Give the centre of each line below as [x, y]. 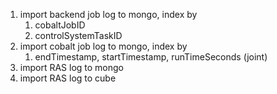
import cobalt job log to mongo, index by [103, 46]
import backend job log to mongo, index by [108, 14]
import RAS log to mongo [72, 67]
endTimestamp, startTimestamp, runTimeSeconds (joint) [151, 57]
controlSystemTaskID [78, 35]
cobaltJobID [60, 25]
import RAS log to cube [68, 78]
